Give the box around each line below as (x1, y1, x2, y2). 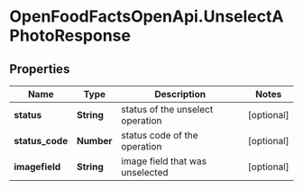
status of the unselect (121, 104, 214, 115)
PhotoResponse (9, 25, 131, 46)
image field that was (121, 155, 207, 167)
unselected (121, 167, 169, 178)
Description (154, 88, 206, 100)
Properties (9, 61, 70, 77)
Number (76, 135, 113, 147)
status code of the (121, 129, 198, 141)
